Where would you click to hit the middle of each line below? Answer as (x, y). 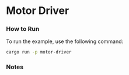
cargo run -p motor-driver (39, 52)
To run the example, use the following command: (65, 41)
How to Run (23, 29)
